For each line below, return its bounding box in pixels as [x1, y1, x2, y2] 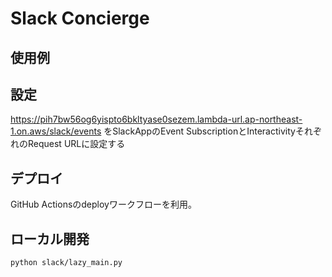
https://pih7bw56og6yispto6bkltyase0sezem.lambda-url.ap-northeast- [10, 113, 303, 126]
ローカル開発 [10, 230, 90, 247]
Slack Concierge [10, 7, 150, 30]
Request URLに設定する [27, 138, 126, 150]
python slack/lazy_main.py [10, 258, 123, 268]
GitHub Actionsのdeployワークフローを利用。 [10, 198, 197, 211]
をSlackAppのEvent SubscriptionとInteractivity [103, 125, 296, 137]
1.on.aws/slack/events [10, 125, 102, 137]
